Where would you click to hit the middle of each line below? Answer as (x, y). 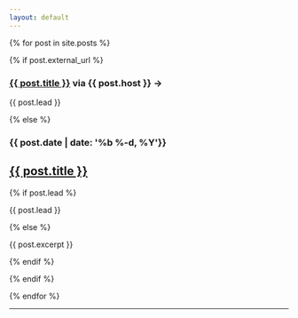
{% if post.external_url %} (56, 60)
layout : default (39, 17)
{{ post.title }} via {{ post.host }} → (86, 83)
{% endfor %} (35, 296)
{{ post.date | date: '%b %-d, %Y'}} (88, 142)
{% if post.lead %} (43, 193)
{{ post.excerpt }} (41, 244)
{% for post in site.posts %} (60, 43)
